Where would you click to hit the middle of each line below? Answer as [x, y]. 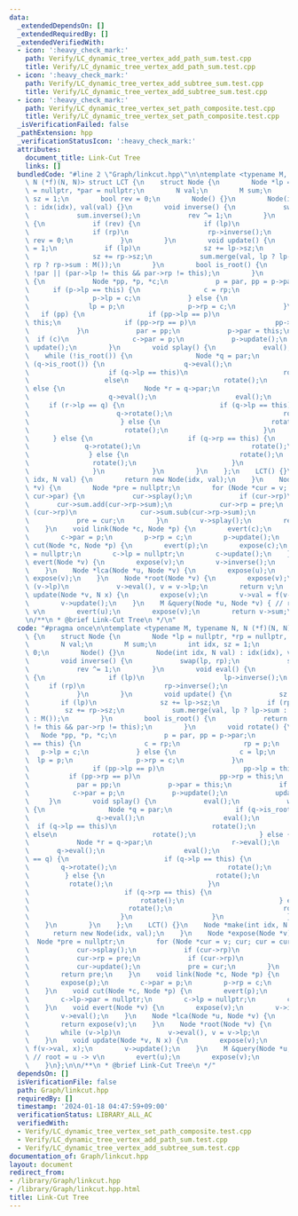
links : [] [43, 166]
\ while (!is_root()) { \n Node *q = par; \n [142, 356]
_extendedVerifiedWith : [61, 42]
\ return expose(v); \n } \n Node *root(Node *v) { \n [149, 1024]
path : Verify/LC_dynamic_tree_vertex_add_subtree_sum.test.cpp [145, 83]
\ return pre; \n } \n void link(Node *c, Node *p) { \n [152, 975]
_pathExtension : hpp [55, 133]
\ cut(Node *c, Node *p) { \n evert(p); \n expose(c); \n [157, 545]
